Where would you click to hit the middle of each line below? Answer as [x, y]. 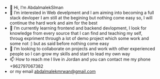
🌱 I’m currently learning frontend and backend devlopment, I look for [78, 28]
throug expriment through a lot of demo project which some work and [79, 38]
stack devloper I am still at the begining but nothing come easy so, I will [81, 18]
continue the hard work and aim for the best [54, 23]
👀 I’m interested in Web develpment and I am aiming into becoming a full [82, 13]
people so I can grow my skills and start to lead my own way [70, 54]
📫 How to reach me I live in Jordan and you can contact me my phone [80, 59]
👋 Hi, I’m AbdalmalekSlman [37, 8]
